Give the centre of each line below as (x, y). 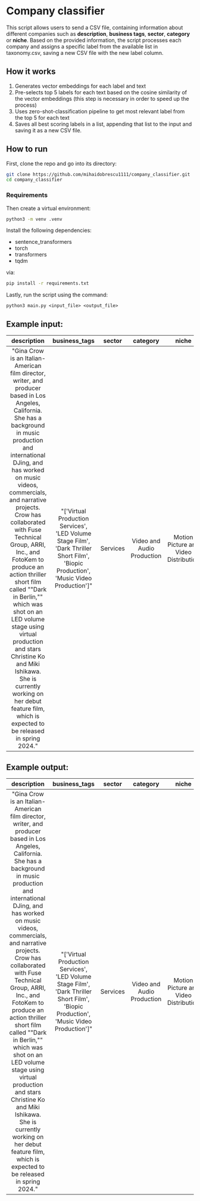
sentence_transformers (43, 242)
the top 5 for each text (42, 117)
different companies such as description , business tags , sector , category (98, 33)
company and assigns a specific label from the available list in (82, 47)
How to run (27, 149)
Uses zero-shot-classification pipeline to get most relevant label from (100, 111)
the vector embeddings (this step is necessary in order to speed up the (102, 98)
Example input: (35, 324)
